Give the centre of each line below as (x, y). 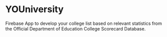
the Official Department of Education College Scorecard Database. (76, 28)
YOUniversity (35, 9)
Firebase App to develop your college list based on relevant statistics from (84, 23)
